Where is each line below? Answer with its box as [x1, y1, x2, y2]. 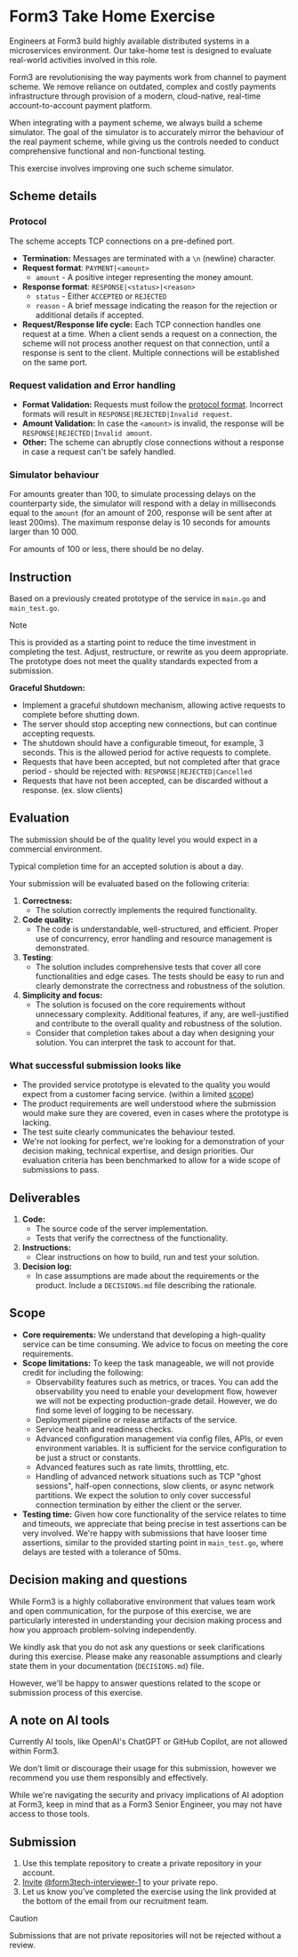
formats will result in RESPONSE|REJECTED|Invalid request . [21, 408, 233, 419]
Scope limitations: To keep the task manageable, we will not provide [21, 1358, 275, 1368]
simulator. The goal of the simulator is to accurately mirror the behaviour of [9, 126, 285, 137]
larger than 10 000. [9, 526, 78, 537]
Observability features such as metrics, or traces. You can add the [35, 1376, 278, 1387]
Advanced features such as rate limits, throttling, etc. [35, 1461, 230, 1472]
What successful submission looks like [9, 1059, 181, 1071]
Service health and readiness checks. [35, 1424, 173, 1434]
